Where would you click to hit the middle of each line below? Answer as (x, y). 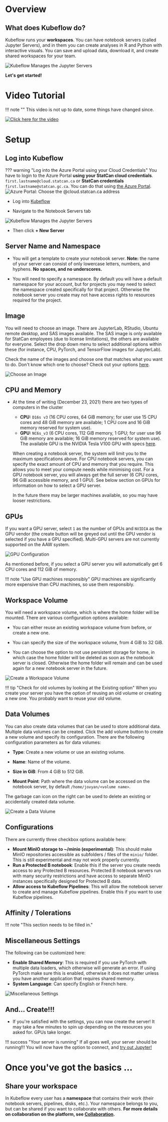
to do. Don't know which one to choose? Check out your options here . (77, 364)
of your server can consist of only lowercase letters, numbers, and (81, 264)
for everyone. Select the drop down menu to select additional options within (83, 344)
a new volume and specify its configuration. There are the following (75, 737)
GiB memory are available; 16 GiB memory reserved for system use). (91, 439)
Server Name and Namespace (53, 246)
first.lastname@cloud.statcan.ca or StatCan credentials (65, 181)
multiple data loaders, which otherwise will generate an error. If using (84, 968)
